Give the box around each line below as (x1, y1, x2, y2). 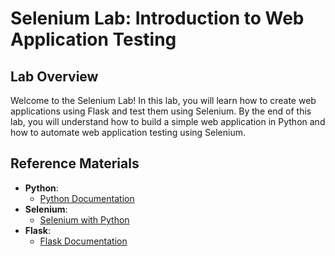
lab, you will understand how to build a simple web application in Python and (10, 116, 326, 127)
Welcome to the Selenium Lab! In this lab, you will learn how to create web (10, 95, 317, 106)
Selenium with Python (39, 213, 130, 226)
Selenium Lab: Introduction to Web (10, 7, 305, 30)
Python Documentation (39, 192, 135, 204)
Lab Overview (10, 68, 99, 85)
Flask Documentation (39, 235, 128, 247)
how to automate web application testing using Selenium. (10, 127, 247, 138)
